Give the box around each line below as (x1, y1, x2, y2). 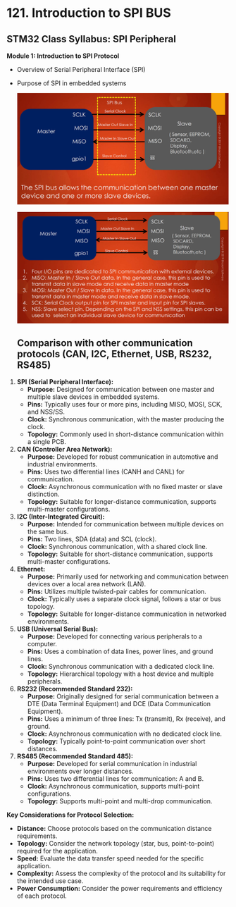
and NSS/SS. (27, 407, 65, 417)
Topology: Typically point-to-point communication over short (27, 737, 206, 746)
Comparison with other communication (16, 337, 193, 349)
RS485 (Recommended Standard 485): (16, 752, 134, 760)
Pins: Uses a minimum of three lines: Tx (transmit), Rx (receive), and (27, 715, 226, 723)
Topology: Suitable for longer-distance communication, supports (27, 498, 216, 506)
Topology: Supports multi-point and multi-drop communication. (27, 797, 213, 806)
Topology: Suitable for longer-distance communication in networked (27, 610, 227, 618)
